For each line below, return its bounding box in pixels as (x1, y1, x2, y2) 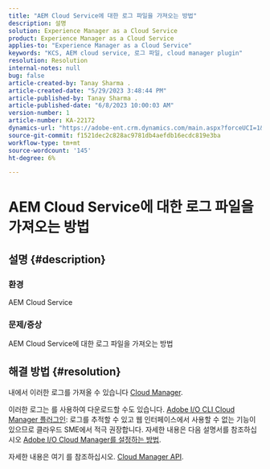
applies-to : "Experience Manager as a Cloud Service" (8, 42, 193, 50)
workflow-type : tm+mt (8, 138, 81, 147)
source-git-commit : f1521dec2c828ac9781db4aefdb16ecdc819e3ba (8, 131, 221, 139)
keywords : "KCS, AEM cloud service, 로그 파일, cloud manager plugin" (8, 49, 243, 57)
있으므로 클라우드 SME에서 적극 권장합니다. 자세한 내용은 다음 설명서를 (8, 425, 230, 434)
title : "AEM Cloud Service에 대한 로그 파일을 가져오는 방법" (8, 11, 198, 20)
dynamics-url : (8, 124, 56, 132)
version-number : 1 (8, 109, 70, 117)
